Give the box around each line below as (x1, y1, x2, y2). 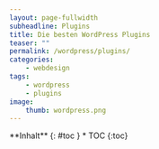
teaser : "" (9, 38, 50, 48)
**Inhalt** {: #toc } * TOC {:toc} (9, 130, 128, 141)
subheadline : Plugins (9, 22, 91, 31)
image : (9, 97, 34, 107)
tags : (9, 72, 30, 81)
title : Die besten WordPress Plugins (9, 30, 151, 39)
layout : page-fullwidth (9, 13, 99, 23)
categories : (9, 55, 54, 64)
